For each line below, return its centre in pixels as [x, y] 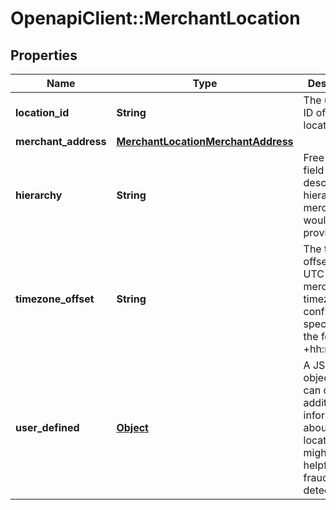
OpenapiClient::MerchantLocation [155, 18]
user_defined [47, 427]
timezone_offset [55, 299]
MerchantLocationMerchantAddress [205, 141]
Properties [44, 55]
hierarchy [39, 195]
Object [132, 427]
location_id [42, 112]
